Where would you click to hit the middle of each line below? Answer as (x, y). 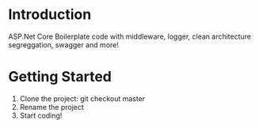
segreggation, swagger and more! (63, 44)
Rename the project (52, 107)
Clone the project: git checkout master (82, 98)
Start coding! (41, 115)
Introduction (50, 15)
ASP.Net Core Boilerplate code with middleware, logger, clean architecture (130, 36)
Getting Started (60, 77)
